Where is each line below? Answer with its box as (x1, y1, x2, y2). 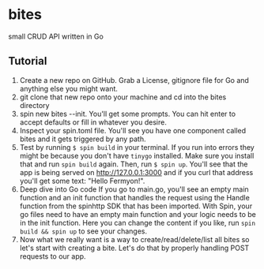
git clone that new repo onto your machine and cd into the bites (19, 92, 227, 102)
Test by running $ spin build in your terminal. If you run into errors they (19, 142, 255, 151)
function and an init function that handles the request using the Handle (19, 192, 251, 202)
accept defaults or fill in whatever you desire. (19, 117, 168, 127)
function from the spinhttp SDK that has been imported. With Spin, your (19, 201, 253, 211)
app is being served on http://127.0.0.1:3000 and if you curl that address (19, 167, 254, 177)
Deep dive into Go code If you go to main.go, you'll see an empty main (19, 184, 249, 194)
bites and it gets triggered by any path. (19, 134, 146, 144)
